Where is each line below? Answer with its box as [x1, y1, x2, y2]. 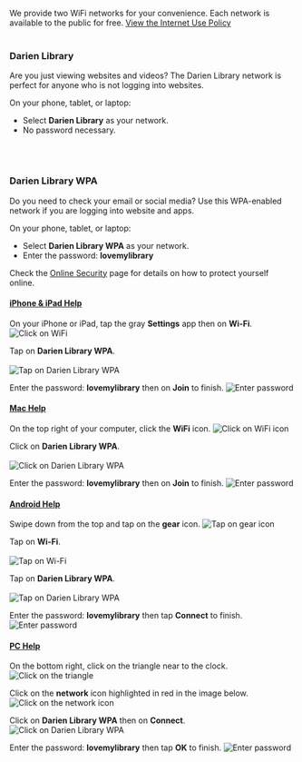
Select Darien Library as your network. [22, 115, 170, 126]
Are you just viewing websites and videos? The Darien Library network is [9, 70, 282, 81]
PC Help [9, 640, 41, 651]
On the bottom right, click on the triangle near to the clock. [9, 660, 229, 671]
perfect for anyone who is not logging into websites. [9, 80, 204, 91]
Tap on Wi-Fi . [9, 536, 61, 548]
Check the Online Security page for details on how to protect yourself [9, 267, 269, 278]
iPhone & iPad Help [9, 298, 83, 309]
